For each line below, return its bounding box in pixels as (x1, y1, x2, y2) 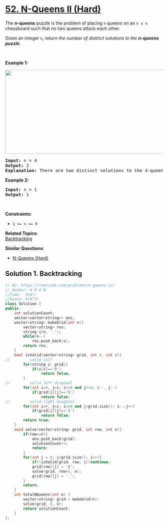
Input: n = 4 (5, 158, 37, 163)
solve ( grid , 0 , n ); (23, 501, 64, 506)
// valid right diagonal (5, 399, 75, 404)
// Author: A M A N (5, 287, 46, 292)
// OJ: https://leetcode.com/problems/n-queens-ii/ (5, 283, 115, 288)
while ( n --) (23, 334, 46, 339)
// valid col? (5, 357, 52, 362)
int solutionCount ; (14, 311, 55, 316)
